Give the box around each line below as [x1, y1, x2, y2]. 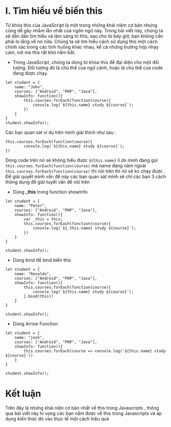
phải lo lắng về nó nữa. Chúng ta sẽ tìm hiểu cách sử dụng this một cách [5, 38, 158, 45]
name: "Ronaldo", [14, 271, 52, 276]
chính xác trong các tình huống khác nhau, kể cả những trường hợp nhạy [5, 44, 159, 50]
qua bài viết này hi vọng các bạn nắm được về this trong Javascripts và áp [5, 410, 162, 416]
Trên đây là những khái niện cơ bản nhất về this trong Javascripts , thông [5, 404, 160, 411]
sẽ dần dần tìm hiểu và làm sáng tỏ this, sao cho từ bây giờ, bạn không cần [5, 33, 163, 39]
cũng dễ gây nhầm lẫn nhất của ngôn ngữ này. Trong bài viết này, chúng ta [5, 27, 163, 33]
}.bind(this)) [24, 293, 54, 299]
